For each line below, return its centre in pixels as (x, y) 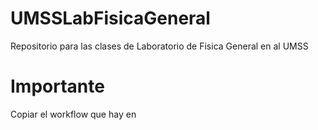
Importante (57, 86)
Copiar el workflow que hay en (73, 114)
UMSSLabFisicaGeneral (110, 18)
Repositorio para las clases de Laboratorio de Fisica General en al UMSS (159, 46)
